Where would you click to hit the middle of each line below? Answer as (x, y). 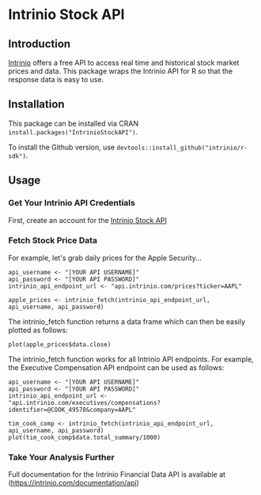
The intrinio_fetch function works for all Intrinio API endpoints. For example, (131, 359)
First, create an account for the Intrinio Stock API (88, 220)
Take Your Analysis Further (61, 457)
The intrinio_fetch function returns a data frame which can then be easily (127, 321)
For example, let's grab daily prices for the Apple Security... (105, 258)
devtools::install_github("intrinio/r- (182, 148)
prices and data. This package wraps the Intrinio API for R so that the (121, 71)
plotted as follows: (38, 330)
